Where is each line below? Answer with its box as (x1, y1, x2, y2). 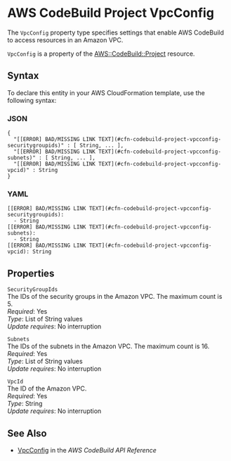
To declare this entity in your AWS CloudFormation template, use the (7, 88, 205, 97)
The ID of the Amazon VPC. (7, 384, 87, 393)
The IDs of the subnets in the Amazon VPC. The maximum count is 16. (7, 342, 210, 350)
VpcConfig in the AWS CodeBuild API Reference (17, 445, 157, 454)
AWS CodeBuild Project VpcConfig (7, 5, 214, 21)
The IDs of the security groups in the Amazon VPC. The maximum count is (7, 293, 223, 301)
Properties (7, 267, 55, 279)
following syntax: (7, 96, 57, 104)
